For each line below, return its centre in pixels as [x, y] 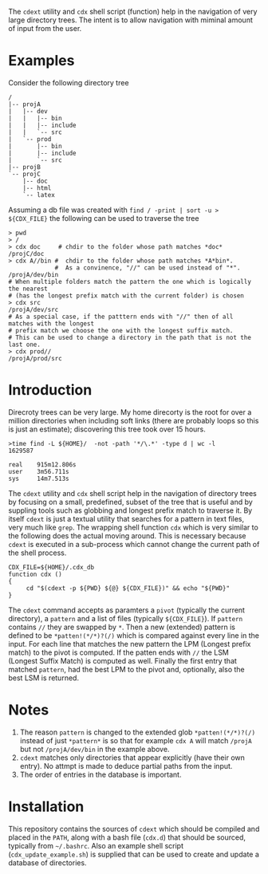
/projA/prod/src [35, 358]
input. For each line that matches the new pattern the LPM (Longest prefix [130, 644]
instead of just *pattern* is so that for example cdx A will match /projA [136, 740]
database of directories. [47, 862]
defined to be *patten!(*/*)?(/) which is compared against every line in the [134, 635]
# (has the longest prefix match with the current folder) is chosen [126, 295]
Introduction [50, 390]
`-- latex [39, 195]
